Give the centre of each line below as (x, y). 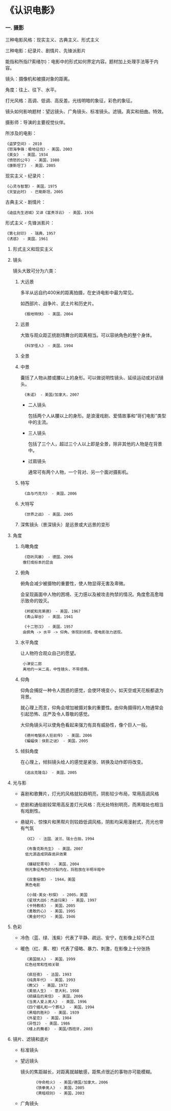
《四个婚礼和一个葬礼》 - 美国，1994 (59, 1007)
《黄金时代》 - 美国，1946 (50, 917)
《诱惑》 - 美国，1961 (27, 239)
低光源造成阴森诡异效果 (46, 854)
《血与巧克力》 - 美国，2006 (50, 494)
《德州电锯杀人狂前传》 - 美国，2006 (57, 736)
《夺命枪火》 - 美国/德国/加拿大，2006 (71, 1083)
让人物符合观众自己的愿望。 (50, 653)
